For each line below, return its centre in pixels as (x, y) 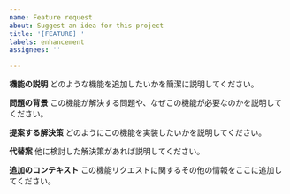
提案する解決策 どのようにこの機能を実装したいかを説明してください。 (138, 132)
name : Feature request (51, 17)
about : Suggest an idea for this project (87, 26)
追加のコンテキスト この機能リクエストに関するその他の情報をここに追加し (146, 170)
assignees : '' (35, 50)
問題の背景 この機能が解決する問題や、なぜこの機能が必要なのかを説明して (146, 103)
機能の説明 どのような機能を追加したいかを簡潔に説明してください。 (134, 84)
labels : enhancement (47, 42)
